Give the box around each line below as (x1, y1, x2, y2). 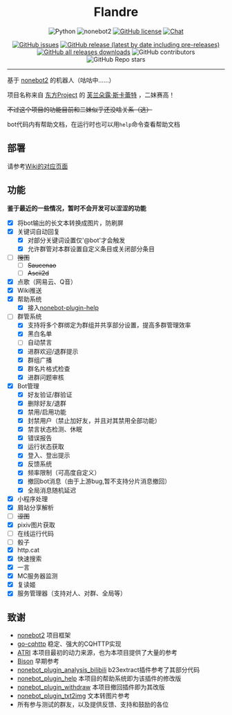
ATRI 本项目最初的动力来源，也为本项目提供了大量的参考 (17, 649, 178, 657)
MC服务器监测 (17, 572, 58, 580)
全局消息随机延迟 (27, 486, 77, 494)
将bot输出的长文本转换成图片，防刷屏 (17, 219, 124, 227)
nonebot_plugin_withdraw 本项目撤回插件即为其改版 (17, 683, 165, 691)
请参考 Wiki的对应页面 (7, 162, 68, 170)
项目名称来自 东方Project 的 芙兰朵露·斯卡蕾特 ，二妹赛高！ (7, 91, 175, 99)
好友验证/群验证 (27, 390, 72, 399)
